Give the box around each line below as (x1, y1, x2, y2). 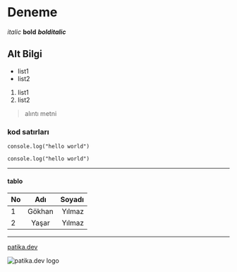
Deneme (7, 4, 58, 20)
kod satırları (7, 126, 49, 136)
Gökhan (28, 206, 54, 216)
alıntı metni (24, 109, 57, 117)
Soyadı (60, 195, 85, 205)
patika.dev (7, 243, 38, 252)
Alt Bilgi (7, 48, 42, 60)
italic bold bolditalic (7, 28, 66, 36)
